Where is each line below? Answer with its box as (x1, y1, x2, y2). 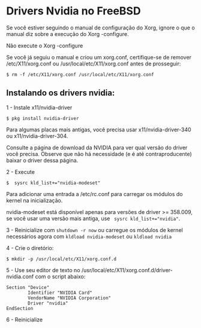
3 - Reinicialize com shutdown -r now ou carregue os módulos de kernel (6, 226, 183, 233)
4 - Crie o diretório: (6, 244, 54, 251)
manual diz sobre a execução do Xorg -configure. (6, 30, 129, 37)
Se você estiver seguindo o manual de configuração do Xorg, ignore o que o (6, 24, 195, 31)
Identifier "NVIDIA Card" (28, 290, 93, 296)
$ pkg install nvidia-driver (6, 115, 79, 121)
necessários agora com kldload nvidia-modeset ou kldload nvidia (6, 233, 172, 240)
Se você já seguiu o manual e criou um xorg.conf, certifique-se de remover (6, 53, 192, 61)
